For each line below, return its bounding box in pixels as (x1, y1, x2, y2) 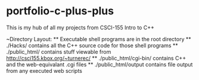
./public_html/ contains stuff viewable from (6, 48, 111, 55)
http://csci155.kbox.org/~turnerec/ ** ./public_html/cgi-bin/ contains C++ (6, 54, 186, 61)
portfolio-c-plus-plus (6, 4, 114, 18)
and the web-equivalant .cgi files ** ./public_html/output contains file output (6, 61, 193, 68)
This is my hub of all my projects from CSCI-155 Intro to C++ (6, 24, 155, 31)
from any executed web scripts (6, 67, 82, 74)
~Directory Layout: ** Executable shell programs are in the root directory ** (6, 35, 192, 42)
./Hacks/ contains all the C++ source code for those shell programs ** (6, 42, 179, 49)
